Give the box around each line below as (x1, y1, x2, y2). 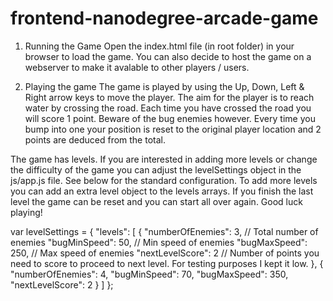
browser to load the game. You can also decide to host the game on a (24, 50, 312, 62)
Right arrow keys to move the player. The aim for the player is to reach (24, 91, 315, 103)
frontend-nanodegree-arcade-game (10, 7, 319, 30)
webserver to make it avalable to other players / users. (24, 61, 250, 73)
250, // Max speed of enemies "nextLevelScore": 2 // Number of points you (10, 247, 320, 259)
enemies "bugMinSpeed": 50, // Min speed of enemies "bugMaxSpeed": (10, 236, 308, 248)
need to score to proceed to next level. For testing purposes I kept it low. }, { (10, 257, 324, 269)
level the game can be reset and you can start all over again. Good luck (10, 195, 303, 207)
